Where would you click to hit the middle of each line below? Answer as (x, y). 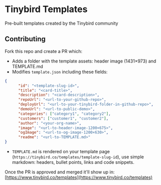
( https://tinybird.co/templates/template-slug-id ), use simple (78, 157)
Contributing (25, 39)
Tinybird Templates (46, 9)
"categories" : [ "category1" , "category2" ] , (64, 114)
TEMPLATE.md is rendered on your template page (61, 151)
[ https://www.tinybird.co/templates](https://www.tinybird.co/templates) (79, 177)
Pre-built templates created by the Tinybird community (62, 23)
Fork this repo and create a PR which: (44, 51)
